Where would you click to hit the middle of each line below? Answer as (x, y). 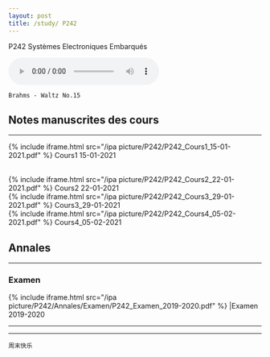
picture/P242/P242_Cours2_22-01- (177, 180)
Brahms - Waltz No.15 (45, 95)
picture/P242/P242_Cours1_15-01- (175, 147)
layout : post (30, 16)
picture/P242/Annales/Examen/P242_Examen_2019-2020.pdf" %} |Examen (133, 306)
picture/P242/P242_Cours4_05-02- (177, 214)
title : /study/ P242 (43, 23)
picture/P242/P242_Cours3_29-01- (177, 197)
